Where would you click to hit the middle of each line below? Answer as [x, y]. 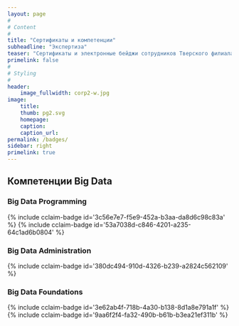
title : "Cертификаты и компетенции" [62, 40]
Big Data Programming [47, 202]
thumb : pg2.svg [43, 113]
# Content [22, 27]
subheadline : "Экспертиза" [47, 47]
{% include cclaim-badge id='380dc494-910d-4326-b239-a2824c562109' [118, 266]
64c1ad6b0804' [31, 232]
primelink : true [31, 153]
